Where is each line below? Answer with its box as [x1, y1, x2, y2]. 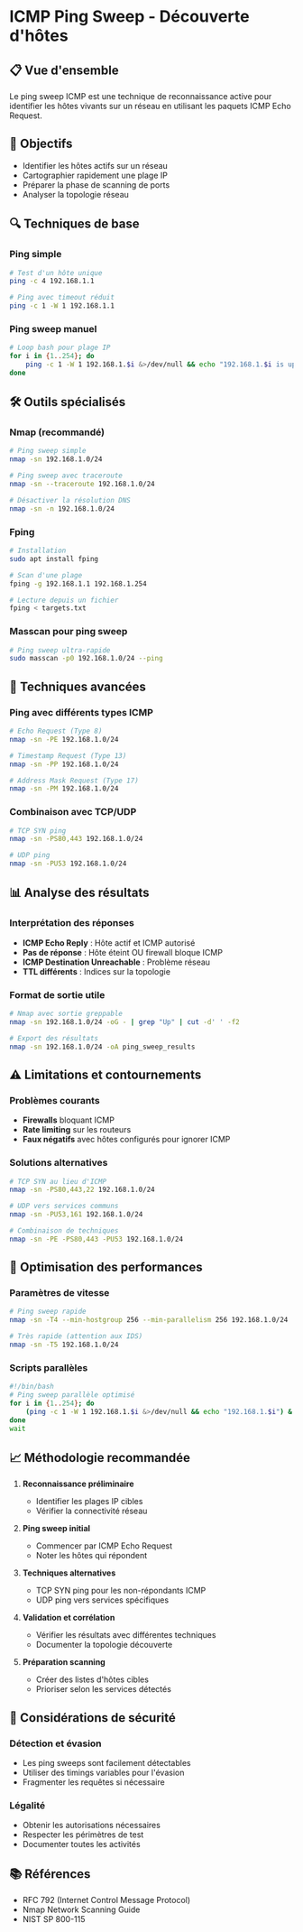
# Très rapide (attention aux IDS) [9, 1332, 143, 1341]
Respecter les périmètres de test [22, 1829, 144, 1840]
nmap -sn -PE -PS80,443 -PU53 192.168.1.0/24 [9, 1234, 183, 1243]
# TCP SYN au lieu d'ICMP [9, 1177, 106, 1186]
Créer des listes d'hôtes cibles [35, 1674, 149, 1685]
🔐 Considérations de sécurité [9, 1710, 176, 1725]
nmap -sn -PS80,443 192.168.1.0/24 [9, 835, 143, 844]
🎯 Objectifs [9, 136, 73, 152]
